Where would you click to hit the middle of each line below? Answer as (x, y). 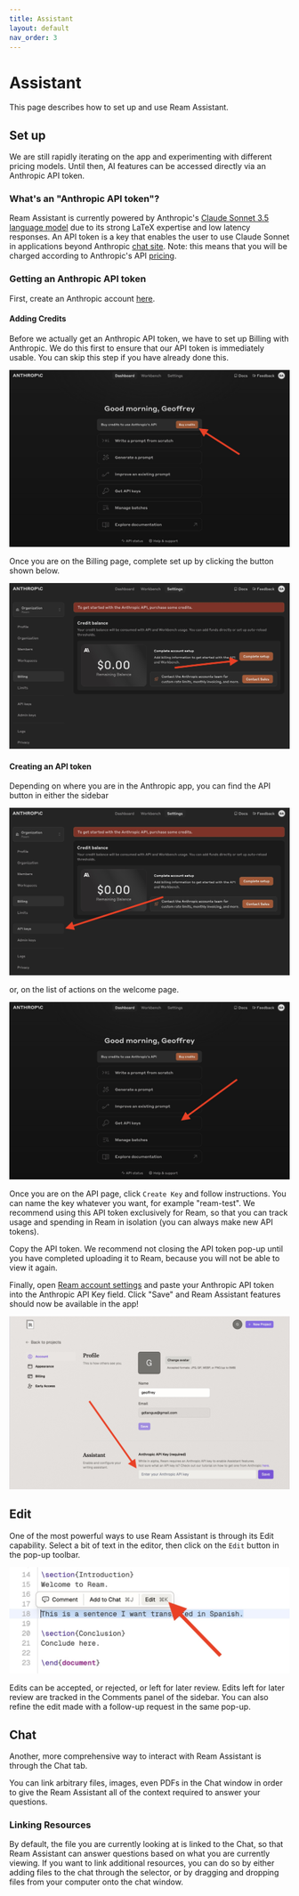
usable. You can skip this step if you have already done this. (119, 357)
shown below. (35, 571)
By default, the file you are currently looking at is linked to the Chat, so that (146, 1844)
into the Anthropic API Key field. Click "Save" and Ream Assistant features (145, 1294)
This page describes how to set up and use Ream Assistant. (119, 108)
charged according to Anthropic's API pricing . (93, 256)
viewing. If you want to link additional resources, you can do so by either (142, 1863)
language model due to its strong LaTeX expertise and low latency (130, 228)
